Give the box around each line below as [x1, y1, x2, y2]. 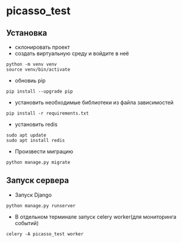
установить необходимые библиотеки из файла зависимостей [14, 99, 174, 106]
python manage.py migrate [6, 159, 70, 165]
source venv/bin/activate [6, 67, 70, 72]
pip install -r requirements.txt [6, 111, 89, 116]
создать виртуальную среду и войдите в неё [14, 50, 130, 57]
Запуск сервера [6, 175, 70, 185]
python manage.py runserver [6, 203, 76, 209]
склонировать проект [14, 43, 70, 51]
